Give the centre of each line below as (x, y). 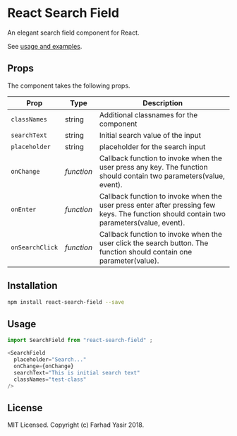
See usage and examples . (45, 46)
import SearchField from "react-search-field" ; (80, 341)
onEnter (24, 209)
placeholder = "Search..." (50, 360)
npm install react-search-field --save (66, 302)
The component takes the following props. (69, 86)
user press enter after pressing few (157, 205)
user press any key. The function (153, 167)
